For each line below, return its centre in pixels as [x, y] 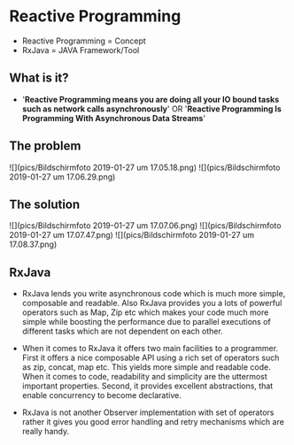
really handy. [45, 432]
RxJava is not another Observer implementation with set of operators [148, 412]
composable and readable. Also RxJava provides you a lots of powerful [152, 303]
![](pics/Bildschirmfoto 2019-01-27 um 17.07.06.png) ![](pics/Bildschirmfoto [145, 226]
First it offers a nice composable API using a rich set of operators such [151, 358]
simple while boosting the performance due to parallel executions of [147, 322]
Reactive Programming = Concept [84, 41]
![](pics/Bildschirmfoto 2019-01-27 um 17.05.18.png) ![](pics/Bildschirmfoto [145, 167]
